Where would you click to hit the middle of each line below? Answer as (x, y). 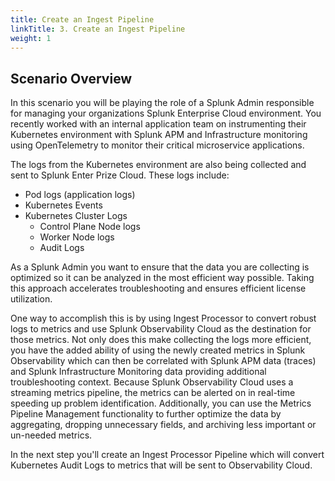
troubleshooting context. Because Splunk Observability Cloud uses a (152, 382)
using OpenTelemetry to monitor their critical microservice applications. (157, 145)
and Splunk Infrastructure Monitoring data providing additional (138, 372)
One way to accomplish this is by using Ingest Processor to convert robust (163, 318)
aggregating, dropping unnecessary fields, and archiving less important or (163, 425)
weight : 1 (31, 38)
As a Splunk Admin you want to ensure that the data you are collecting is (160, 267)
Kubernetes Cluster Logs (76, 216)
